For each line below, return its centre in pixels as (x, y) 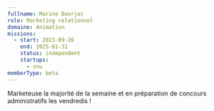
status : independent (50, 54)
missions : (22, 34)
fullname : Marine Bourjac (45, 14)
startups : (35, 60)
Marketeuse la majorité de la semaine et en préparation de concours (107, 93)
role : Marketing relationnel (50, 21)
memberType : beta (33, 73)
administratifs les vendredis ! (50, 100)
